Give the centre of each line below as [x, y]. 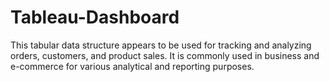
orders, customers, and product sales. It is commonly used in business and [165, 55]
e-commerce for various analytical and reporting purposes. [132, 66]
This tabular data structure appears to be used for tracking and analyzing [161, 45]
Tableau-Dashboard [95, 17]
